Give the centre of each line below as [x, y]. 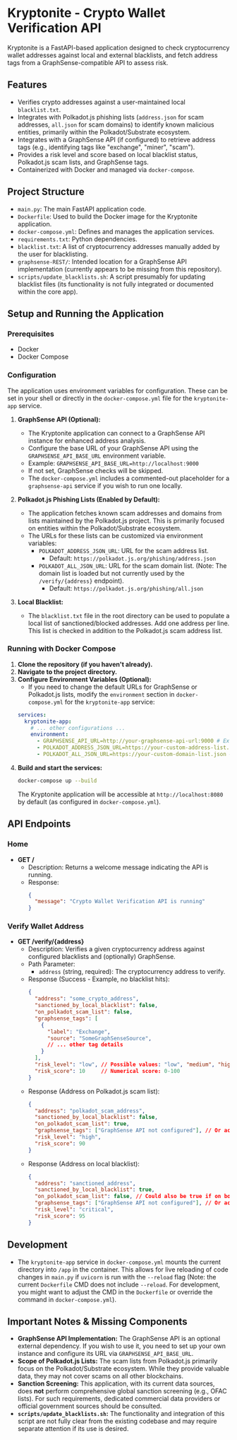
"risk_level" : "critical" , [74, 1210]
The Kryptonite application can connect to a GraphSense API [116, 433]
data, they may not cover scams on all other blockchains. [100, 1376]
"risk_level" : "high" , [68, 1137]
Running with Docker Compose [62, 649]
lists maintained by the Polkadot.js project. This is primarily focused [126, 521]
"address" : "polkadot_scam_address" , [90, 1111]
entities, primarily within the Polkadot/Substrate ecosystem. [104, 132]
